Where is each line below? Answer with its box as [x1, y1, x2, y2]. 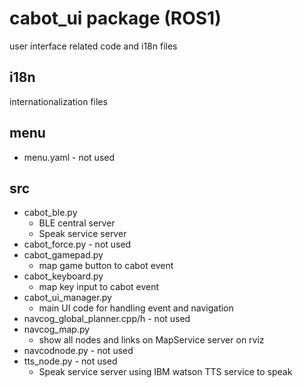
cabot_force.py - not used [23, 238, 132, 251]
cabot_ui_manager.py [23, 292, 112, 304]
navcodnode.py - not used [23, 345, 134, 357]
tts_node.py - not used [23, 355, 118, 367]
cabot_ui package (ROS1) [9, 7, 222, 30]
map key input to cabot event [38, 281, 160, 293]
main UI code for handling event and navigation [38, 302, 234, 314]
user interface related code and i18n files [9, 40, 178, 52]
